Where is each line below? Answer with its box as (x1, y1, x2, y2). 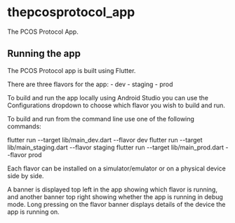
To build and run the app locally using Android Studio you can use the (7, 93, 209, 102)
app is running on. (7, 208, 60, 216)
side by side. (7, 171, 44, 180)
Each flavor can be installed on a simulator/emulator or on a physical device (7, 164, 226, 173)
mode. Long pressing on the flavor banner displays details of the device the (7, 200, 226, 208)
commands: (7, 122, 42, 130)
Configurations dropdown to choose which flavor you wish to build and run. (7, 101, 226, 109)
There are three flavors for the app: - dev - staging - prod (7, 80, 173, 88)
